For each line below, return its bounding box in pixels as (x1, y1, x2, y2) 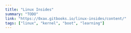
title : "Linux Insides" (5, 7, 54, 12)
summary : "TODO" (5, 12, 38, 16)
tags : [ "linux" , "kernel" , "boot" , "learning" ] (5, 20, 105, 26)
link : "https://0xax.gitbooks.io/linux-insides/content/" (5, 16, 127, 21)
